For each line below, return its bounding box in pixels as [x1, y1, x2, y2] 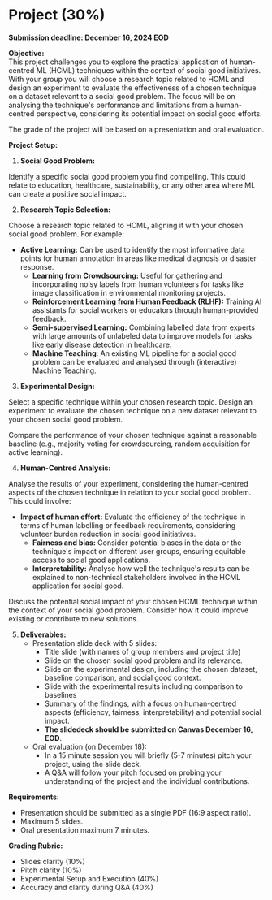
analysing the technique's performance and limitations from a [8, 100, 214, 110]
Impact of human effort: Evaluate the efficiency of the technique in [19, 512, 246, 521]
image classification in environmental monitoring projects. [32, 288, 226, 297]
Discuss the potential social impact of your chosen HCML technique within [8, 596, 258, 606]
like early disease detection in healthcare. [32, 340, 172, 349]
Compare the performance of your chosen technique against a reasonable [8, 430, 257, 439]
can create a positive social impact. [8, 188, 127, 198]
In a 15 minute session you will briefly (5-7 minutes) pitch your [44, 750, 252, 760]
